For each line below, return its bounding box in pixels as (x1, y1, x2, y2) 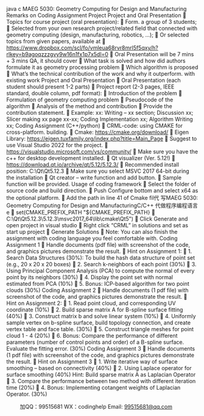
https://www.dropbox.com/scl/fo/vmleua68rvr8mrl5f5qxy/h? (6, 44, 158, 51)
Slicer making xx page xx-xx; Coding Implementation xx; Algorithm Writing (6, 115, 193, 123)
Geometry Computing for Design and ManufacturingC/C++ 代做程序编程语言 (6, 202, 199, 209)
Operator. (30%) (6, 390, 47, 398)
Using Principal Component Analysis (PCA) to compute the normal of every (6, 267, 195, 274)
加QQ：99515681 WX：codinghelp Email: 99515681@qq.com (19, 403, 172, 410)
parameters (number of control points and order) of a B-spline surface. (6, 338, 185, 346)
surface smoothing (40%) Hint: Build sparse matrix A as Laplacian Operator (6, 371, 196, 378)
